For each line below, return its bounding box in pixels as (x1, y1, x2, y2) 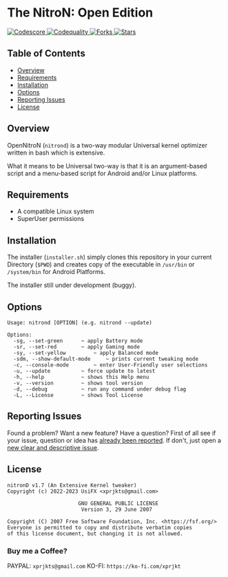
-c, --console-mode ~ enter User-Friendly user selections (13, 362, 208, 369)
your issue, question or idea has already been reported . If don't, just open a (7, 436, 222, 444)
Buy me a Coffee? (7, 546, 68, 556)
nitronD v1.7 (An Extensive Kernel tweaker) (7, 482, 137, 489)
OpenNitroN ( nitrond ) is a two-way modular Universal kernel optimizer (7, 141, 208, 149)
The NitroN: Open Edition (7, 5, 154, 21)
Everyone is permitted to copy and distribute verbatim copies (7, 524, 193, 531)
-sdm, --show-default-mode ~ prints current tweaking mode (13, 355, 198, 362)
